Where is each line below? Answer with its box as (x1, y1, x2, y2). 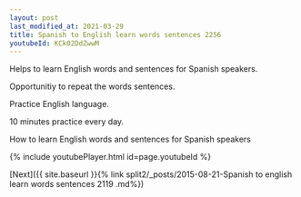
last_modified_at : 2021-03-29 (9, 22, 125, 31)
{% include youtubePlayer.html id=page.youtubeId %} (9, 152, 212, 163)
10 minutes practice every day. (9, 116, 125, 127)
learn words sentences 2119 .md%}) (9, 179, 145, 190)
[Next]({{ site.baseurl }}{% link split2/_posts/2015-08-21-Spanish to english (9, 169, 293, 180)
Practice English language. (9, 99, 109, 110)
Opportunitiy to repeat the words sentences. (9, 81, 176, 92)
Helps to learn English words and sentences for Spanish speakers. (9, 64, 258, 74)
